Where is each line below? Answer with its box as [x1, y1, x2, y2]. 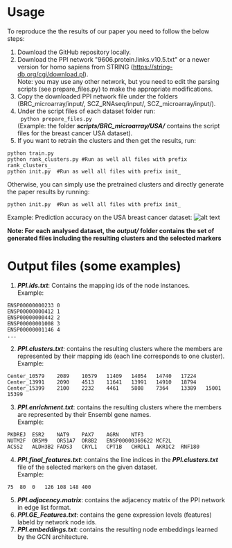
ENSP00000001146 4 [7, 326, 60, 333]
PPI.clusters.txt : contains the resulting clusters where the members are [17, 344, 223, 352]
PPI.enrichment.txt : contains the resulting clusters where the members [17, 403, 222, 411]
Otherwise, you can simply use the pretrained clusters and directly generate [7, 180, 224, 188]
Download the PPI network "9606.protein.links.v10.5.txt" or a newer [17, 55, 210, 63]
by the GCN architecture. [17, 532, 89, 541]
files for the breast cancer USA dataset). [17, 129, 133, 137]
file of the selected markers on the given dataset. [17, 463, 158, 471]
